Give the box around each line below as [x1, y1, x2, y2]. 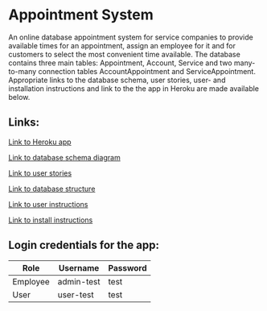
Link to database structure [8, 184, 96, 193]
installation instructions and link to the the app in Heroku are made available [8, 83, 260, 93]
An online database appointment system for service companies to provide [8, 32, 253, 42]
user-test [57, 288, 94, 300]
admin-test [57, 276, 101, 287]
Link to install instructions [8, 215, 93, 225]
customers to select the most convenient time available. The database [8, 49, 241, 59]
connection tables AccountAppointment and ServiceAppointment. [38, 66, 256, 76]
